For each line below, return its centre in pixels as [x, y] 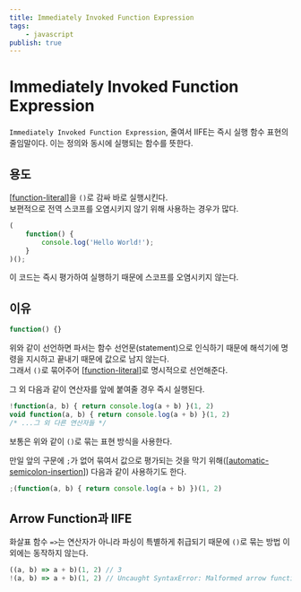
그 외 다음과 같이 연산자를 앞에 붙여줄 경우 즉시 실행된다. [107, 389]
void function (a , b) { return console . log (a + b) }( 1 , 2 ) [120, 414]
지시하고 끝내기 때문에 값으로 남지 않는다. [98, 359]
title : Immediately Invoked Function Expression [102, 17]
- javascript [50, 34]
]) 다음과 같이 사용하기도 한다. [134, 471]
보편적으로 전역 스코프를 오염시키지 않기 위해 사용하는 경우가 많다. [124, 209]
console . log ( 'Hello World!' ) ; [98, 242]
